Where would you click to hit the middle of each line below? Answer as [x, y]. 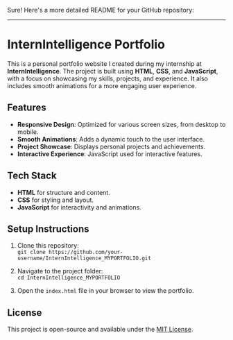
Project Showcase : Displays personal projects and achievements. [111, 146]
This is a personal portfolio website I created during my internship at [105, 63]
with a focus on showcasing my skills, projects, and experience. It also [107, 78]
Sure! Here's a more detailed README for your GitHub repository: [101, 10]
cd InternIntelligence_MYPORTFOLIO [69, 278]
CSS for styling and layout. [55, 200]
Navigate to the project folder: [60, 271]
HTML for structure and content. [64, 192]
